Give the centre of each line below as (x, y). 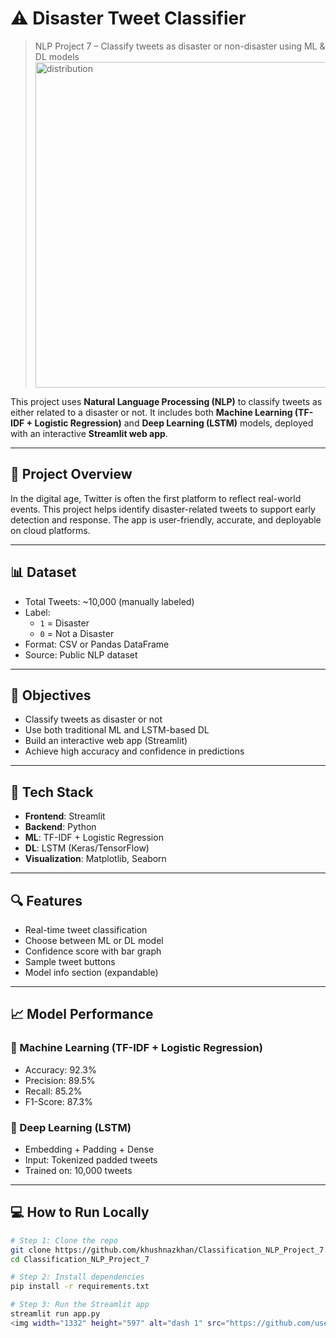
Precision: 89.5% (60, 1080)
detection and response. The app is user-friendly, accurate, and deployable (166, 519)
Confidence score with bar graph (93, 951)
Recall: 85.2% (53, 1091)
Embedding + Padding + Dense (89, 1149)
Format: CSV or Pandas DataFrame (97, 644)
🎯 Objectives (51, 695)
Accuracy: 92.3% (60, 1069)
